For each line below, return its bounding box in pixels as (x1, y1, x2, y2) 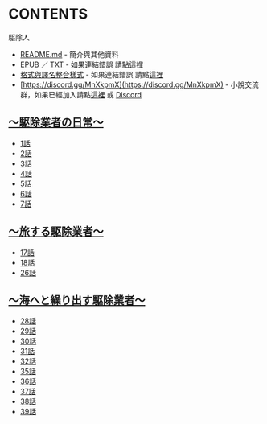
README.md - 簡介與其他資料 (19, 49, 119, 59)
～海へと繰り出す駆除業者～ (8, 293, 146, 307)
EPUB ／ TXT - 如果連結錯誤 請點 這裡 (19, 60, 143, 69)
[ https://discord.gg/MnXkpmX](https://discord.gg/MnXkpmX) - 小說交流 (19, 80, 259, 89)
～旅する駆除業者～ (8, 224, 104, 238)
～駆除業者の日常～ (8, 116, 104, 130)
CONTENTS (8, 5, 88, 23)
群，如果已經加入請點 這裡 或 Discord (19, 89, 142, 99)
